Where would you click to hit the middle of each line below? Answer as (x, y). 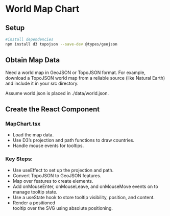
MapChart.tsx (23, 124)
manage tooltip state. (35, 191)
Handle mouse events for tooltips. (48, 146)
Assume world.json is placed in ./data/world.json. (57, 93)
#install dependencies (29, 39)
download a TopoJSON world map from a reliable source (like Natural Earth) (85, 78)
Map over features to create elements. (53, 181)
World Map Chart (42, 9)
